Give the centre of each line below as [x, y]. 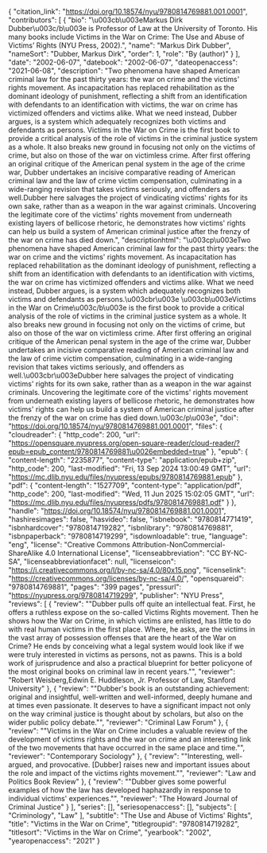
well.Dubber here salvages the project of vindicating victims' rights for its [128, 198]
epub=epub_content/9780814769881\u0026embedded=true [107, 452]
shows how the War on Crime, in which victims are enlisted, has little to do [130, 621]
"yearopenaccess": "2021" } [54, 841]
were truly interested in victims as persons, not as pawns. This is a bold [125, 655]
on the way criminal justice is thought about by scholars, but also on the [126, 714]
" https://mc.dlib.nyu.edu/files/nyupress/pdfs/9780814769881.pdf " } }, [122, 502]
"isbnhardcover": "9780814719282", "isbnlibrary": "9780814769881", [120, 528]
